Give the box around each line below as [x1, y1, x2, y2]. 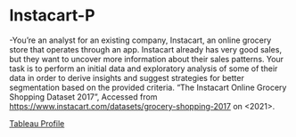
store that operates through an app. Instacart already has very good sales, [9, 44, 283, 54]
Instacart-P [9, 5, 95, 26]
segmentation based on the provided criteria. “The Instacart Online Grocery [9, 82, 287, 93]
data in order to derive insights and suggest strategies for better [9, 72, 245, 83]
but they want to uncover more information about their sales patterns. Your [9, 53, 284, 64]
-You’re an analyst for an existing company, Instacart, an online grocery [9, 35, 272, 45]
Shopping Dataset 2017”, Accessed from [9, 91, 158, 102]
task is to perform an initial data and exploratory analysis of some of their [9, 63, 278, 74]
